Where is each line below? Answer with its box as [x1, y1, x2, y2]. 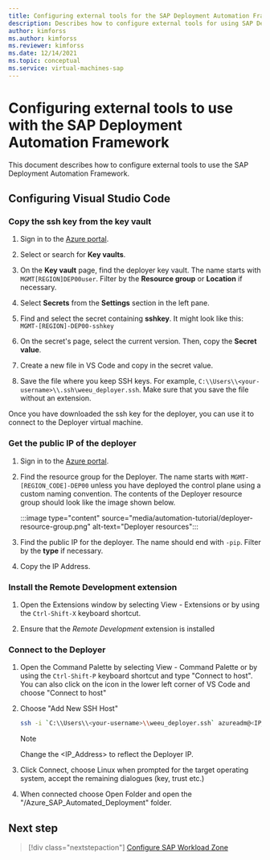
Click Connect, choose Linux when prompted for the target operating [19, 765, 249, 775]
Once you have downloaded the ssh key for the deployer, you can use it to [8, 409, 255, 419]
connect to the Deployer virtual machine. [8, 418, 143, 427]
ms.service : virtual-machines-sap [8, 64, 125, 73]
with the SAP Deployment [8, 116, 183, 134]
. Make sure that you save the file [139, 384, 249, 395]
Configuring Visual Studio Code [8, 192, 171, 206]
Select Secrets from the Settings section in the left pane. [19, 298, 211, 308]
